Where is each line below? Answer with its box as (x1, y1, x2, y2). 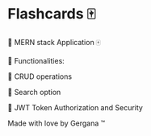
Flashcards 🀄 (7, 5, 96, 23)
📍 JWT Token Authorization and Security (7, 102, 143, 112)
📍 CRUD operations (7, 72, 73, 81)
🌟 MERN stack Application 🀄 (7, 37, 101, 47)
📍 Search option (7, 87, 61, 97)
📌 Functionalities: (7, 56, 65, 65)
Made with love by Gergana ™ (7, 118, 106, 128)
